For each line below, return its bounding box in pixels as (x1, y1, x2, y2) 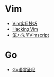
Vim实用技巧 (12, 20, 38, 26)
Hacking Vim (12, 26, 38, 32)
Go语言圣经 (12, 66, 36, 72)
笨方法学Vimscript (12, 32, 49, 38)
